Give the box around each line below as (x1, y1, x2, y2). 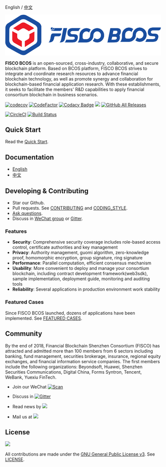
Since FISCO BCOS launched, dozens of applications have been (5, 310, 135, 316)
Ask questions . (12, 211, 43, 216)
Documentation (5, 153, 54, 162)
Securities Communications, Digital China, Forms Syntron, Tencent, (5, 369, 142, 375)
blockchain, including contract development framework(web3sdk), (12, 271, 148, 277)
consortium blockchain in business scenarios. (5, 91, 98, 97)
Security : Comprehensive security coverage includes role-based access (12, 239, 161, 245)
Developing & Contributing (5, 187, 89, 195)
